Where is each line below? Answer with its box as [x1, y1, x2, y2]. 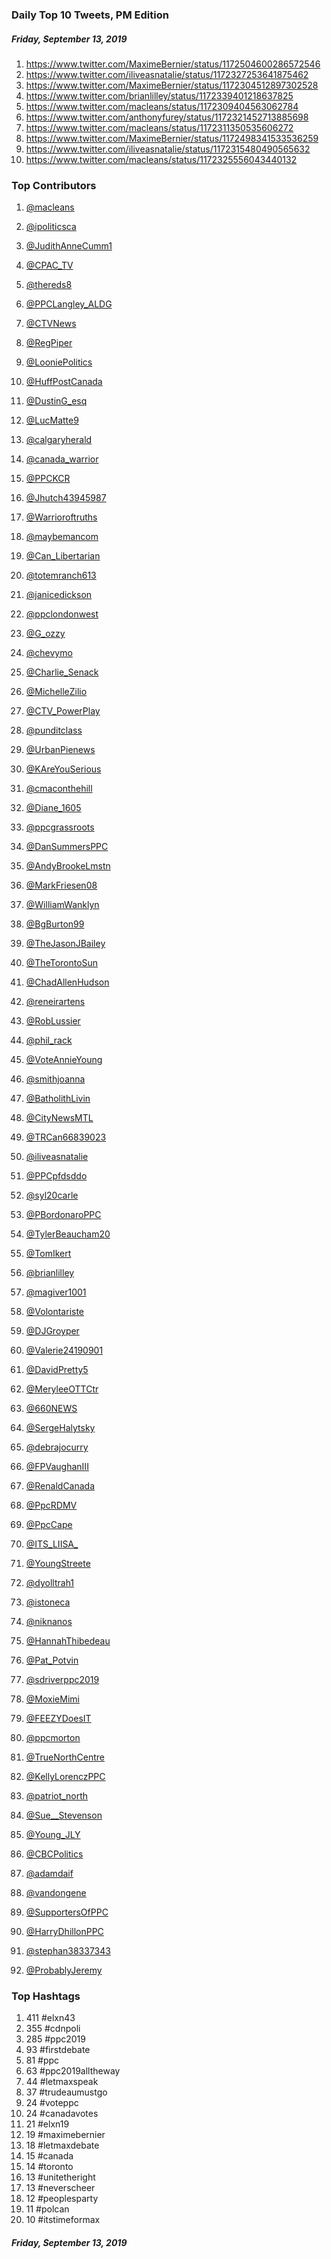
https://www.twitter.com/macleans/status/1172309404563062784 [25, 100, 299, 112]
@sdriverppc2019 [25, 1674, 100, 1686]
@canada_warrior [25, 453, 99, 465]
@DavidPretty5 [25, 1364, 89, 1376]
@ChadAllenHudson [25, 976, 110, 988]
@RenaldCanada [25, 1480, 96, 1492]
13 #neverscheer [25, 2182, 96, 2194]
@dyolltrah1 [25, 1577, 75, 1589]
